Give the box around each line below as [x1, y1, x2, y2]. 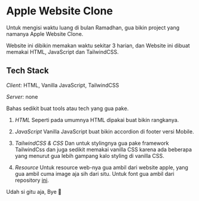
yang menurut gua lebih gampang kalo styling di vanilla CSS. [14, 152, 164, 159]
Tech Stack [6, 66, 49, 76]
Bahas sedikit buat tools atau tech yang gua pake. [6, 105, 129, 112]
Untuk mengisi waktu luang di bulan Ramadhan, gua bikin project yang [6, 24, 180, 31]
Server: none [6, 93, 38, 100]
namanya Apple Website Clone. [6, 30, 84, 37]
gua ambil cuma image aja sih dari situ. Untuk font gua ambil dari [14, 170, 174, 177]
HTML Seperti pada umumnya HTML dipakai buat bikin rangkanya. [14, 116, 179, 123]
